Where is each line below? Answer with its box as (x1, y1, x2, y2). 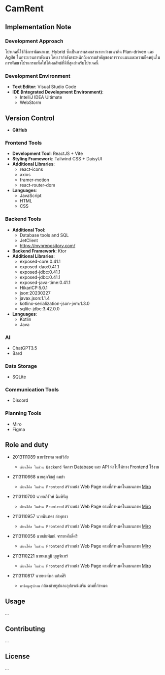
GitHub (12, 127, 28, 133)
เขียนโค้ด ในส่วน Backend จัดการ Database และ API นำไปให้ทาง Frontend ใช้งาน (19, 464, 160, 470)
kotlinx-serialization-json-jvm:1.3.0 (19, 300, 90, 306)
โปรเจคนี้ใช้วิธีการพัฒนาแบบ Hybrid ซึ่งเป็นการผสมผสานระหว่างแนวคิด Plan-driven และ (5, 48, 154, 54)
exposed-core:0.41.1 (19, 258, 61, 264)
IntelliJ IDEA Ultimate (19, 95, 63, 100)
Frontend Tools (5, 139, 42, 146)
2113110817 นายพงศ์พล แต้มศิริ (12, 573, 66, 579)
